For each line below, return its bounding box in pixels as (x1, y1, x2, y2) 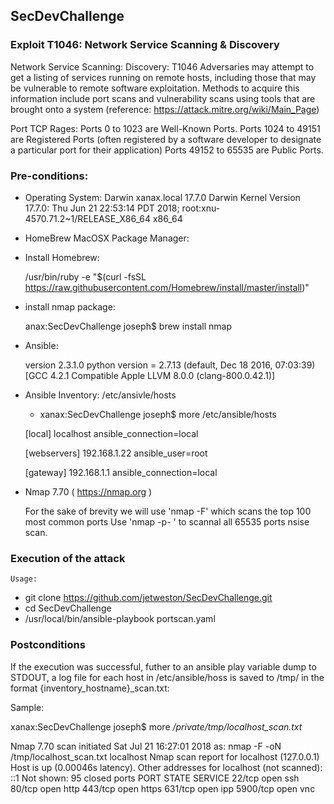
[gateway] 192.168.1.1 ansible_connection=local (24, 466, 218, 478)
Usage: (10, 574, 38, 584)
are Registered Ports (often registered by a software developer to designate (10, 133, 322, 145)
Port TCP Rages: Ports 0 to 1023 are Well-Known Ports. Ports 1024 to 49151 (10, 122, 321, 134)
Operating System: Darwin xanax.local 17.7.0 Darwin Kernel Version (24, 191, 301, 203)
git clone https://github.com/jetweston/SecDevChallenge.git (24, 592, 273, 604)
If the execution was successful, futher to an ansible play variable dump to (10, 660, 317, 673)
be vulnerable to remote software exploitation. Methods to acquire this (10, 82, 300, 94)
